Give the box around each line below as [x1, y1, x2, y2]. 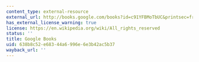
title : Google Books [6, 36, 57, 42]
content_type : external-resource [6, 8, 89, 15]
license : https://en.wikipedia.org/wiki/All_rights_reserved [6, 25, 161, 31]
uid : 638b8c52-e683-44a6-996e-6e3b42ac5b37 [6, 42, 115, 48]
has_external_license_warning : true [6, 19, 97, 25]
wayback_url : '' [6, 47, 46, 53]
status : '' [6, 31, 33, 37]
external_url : [6, 14, 41, 20]
